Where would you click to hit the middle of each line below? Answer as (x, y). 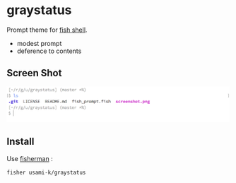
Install (20, 142)
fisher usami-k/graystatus (46, 172)
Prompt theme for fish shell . (47, 30)
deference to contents (49, 51)
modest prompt (39, 43)
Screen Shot (34, 73)
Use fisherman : (30, 158)
